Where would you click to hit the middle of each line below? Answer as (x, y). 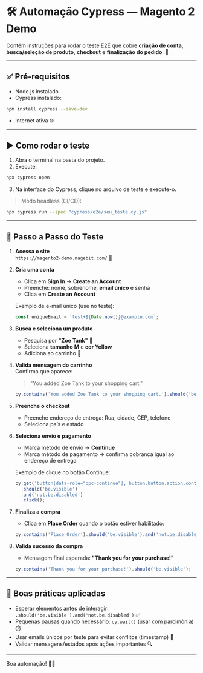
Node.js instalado (37, 91)
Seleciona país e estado (54, 424)
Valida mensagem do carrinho (53, 365)
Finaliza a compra (38, 512)
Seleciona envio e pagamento (53, 436)
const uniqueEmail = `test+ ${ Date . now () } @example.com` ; (87, 317)
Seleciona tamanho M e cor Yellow (68, 347)
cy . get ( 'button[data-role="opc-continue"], (71, 483)
